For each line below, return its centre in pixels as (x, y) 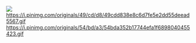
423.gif (15, 34)
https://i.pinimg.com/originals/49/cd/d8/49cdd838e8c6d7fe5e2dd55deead (98, 15)
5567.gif (16, 21)
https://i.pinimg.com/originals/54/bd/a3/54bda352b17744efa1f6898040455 (98, 27)
